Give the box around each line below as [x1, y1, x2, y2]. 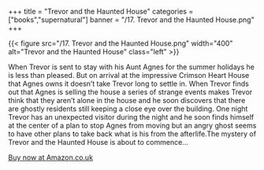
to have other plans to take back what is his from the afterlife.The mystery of [8, 129, 257, 139]
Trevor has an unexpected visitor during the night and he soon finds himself [8, 113, 255, 121]
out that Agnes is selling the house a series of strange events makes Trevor [8, 87, 253, 97]
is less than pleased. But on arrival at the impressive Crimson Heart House [8, 71, 250, 79]
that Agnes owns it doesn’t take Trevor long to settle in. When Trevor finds [8, 79, 250, 88]
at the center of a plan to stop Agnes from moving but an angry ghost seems [8, 121, 257, 130]
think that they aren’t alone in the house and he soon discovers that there [8, 96, 246, 105]
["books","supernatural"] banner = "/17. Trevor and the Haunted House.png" [8, 15, 255, 24]
